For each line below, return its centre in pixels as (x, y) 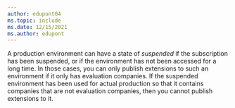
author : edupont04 (34, 14)
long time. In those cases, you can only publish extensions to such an (108, 68)
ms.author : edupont (36, 34)
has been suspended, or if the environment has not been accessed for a (112, 61)
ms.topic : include (34, 20)
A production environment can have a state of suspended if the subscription (118, 54)
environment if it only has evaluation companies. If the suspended (103, 76)
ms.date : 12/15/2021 (38, 27)
